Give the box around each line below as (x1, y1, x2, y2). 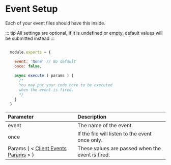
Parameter (8, 113, 34, 120)
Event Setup (5, 3, 58, 15)
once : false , (14, 63, 42, 69)
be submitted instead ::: (5, 35, 55, 41)
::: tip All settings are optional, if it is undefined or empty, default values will (5, 30, 163, 36)
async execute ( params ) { (14, 73, 74, 78)
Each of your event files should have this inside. (5, 20, 106, 26)
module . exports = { (10, 50, 51, 55)
